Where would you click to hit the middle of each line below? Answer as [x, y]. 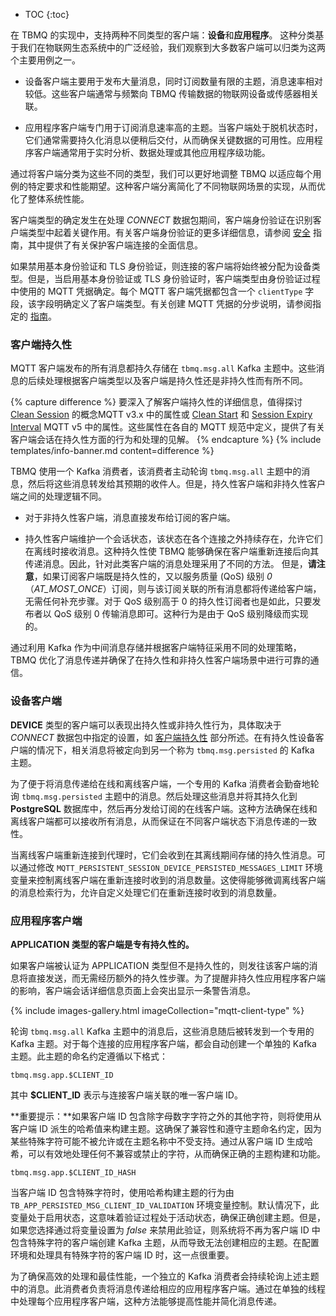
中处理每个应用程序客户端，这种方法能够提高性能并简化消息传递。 [146, 1301]
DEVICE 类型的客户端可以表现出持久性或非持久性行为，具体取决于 [146, 725]
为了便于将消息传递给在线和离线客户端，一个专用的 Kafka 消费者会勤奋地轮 [165, 783]
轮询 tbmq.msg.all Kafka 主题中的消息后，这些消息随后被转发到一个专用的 [162, 1031]
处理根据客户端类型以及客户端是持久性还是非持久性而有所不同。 [176, 381]
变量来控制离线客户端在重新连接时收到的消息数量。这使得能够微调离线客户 [163, 880]
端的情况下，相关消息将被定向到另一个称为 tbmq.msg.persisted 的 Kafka [166, 750]
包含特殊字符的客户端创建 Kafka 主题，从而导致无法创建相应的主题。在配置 [165, 1242]
